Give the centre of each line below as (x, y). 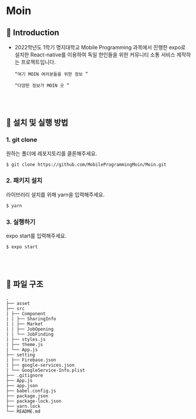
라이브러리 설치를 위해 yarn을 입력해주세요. (55, 195)
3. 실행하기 (21, 222)
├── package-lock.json (34, 401)
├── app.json (22, 386)
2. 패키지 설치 (24, 180)
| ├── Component (26, 314)
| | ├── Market (25, 324)
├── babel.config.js (31, 391)
